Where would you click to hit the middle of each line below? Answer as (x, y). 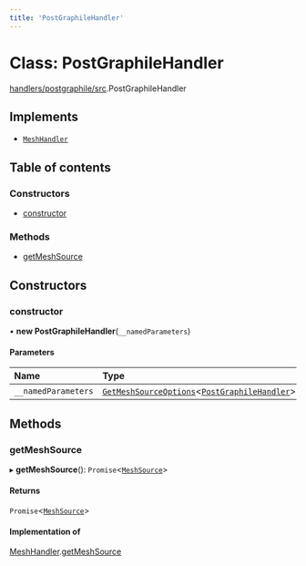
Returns (25, 490)
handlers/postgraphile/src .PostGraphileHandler (98, 88)
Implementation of (45, 531)
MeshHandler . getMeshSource (66, 551)
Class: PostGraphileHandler (117, 62)
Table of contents (60, 167)
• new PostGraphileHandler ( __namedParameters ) (100, 331)
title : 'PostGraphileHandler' (67, 18)
